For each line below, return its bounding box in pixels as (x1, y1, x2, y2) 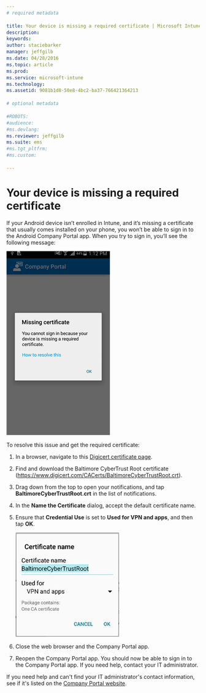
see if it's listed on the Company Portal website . (6, 680, 127, 687)
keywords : (6, 36, 32, 42)
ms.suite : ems (6, 139, 43, 145)
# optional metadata (6, 101, 59, 107)
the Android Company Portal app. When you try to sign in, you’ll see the (6, 232, 188, 239)
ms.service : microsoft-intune (6, 74, 84, 81)
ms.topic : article (6, 61, 53, 67)
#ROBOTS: (6, 113, 29, 120)
